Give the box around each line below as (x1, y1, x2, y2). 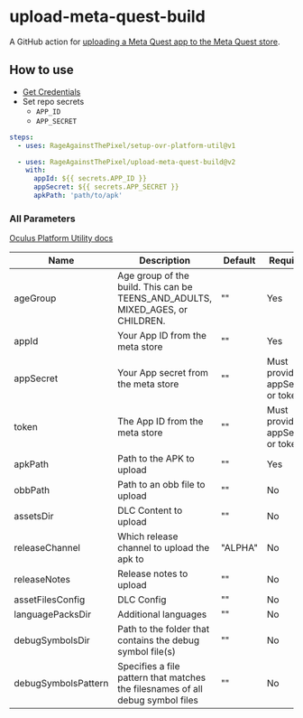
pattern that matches (116, 671, 207, 684)
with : (25, 165, 47, 175)
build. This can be (116, 281, 193, 294)
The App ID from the (116, 415, 204, 428)
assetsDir (14, 510, 54, 523)
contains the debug (116, 634, 200, 647)
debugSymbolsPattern (14, 677, 109, 690)
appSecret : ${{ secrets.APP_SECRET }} (32, 182, 179, 191)
